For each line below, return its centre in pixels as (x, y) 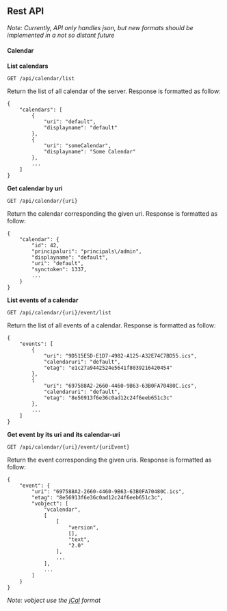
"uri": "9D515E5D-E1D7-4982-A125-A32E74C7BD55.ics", (120, 356)
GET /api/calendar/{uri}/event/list (59, 313)
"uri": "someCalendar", (77, 146)
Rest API (26, 11)
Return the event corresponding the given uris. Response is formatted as (109, 460)
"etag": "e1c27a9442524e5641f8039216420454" (108, 368)
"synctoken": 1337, (59, 270)
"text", (79, 540)
